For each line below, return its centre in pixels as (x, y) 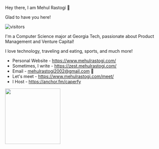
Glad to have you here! (28, 17)
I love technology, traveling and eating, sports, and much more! (69, 51)
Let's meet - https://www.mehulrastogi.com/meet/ (63, 76)
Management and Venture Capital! (40, 41)
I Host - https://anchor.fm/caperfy (47, 82)
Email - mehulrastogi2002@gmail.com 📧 (53, 71)
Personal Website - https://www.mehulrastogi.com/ (64, 61)
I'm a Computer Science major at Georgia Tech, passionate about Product (80, 36)
